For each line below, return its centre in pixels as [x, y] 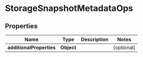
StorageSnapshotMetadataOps [69, 8]
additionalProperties [32, 47]
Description [95, 40]
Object [68, 47]
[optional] [124, 47]
